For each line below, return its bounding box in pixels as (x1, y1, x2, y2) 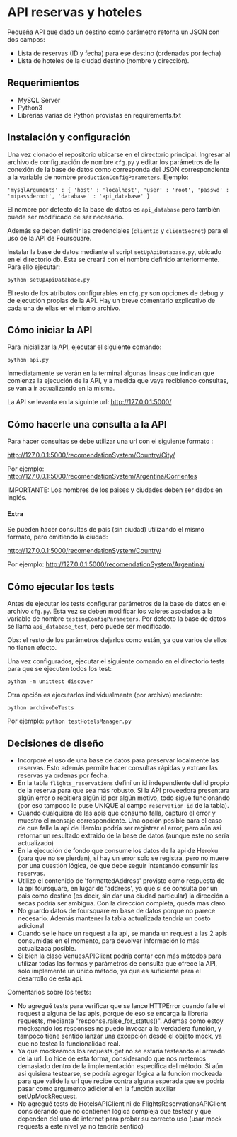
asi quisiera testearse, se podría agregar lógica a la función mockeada (17, 1070, 223, 1078)
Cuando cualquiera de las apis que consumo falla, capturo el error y (17, 809, 216, 818)
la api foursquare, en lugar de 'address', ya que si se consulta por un (17, 884, 218, 893)
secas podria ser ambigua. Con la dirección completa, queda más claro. (17, 899, 228, 908)
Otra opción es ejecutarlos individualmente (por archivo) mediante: (7, 691, 203, 699)
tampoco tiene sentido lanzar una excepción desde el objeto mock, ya (17, 1032, 223, 1041)
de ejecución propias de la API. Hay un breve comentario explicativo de (7, 296, 216, 304)
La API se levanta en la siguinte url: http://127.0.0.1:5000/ (7, 398, 172, 406)
